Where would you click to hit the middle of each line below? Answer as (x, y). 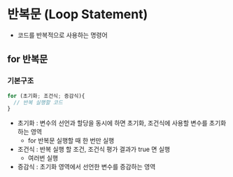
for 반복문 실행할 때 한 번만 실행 (71, 141)
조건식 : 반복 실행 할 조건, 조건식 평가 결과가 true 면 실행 (93, 149)
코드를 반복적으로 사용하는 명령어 (62, 35)
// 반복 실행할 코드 (38, 102)
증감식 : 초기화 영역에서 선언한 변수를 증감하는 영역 (86, 167)
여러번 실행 (43, 158)
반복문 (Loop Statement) (78, 14)
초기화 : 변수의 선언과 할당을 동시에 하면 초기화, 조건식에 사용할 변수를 (112, 123)
